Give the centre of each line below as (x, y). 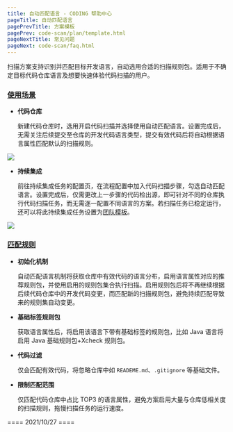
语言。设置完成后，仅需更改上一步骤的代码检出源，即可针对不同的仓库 (118, 194)
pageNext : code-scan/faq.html (51, 46)
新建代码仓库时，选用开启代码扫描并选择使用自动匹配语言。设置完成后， (121, 126)
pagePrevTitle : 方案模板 (41, 26)
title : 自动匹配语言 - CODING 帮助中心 (60, 14)
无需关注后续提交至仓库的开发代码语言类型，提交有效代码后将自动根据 (118, 135)
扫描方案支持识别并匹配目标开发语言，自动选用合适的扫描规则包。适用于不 (114, 66)
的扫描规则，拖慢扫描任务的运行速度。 (72, 408)
